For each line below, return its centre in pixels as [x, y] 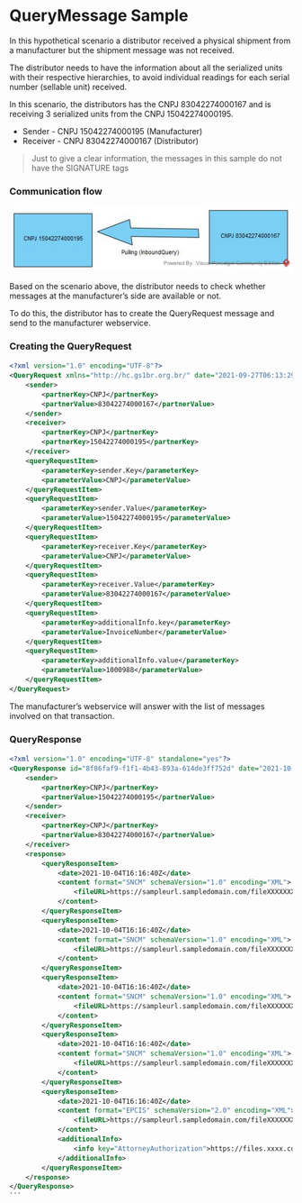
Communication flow [56, 191]
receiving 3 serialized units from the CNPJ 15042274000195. [121, 114]
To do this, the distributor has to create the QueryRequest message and [142, 313]
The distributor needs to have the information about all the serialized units [146, 68]
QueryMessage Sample [99, 16]
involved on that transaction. [62, 715]
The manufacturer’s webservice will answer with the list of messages [137, 706]
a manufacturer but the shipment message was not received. [122, 50]
